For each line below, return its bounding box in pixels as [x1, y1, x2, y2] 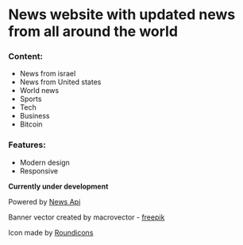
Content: [8, 51, 44, 62]
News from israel [19, 69, 76, 79]
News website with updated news [8, 6, 236, 24]
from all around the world [8, 22, 179, 41]
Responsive [19, 165, 58, 176]
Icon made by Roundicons [8, 227, 94, 237]
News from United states [19, 77, 102, 87]
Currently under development [8, 181, 109, 191]
